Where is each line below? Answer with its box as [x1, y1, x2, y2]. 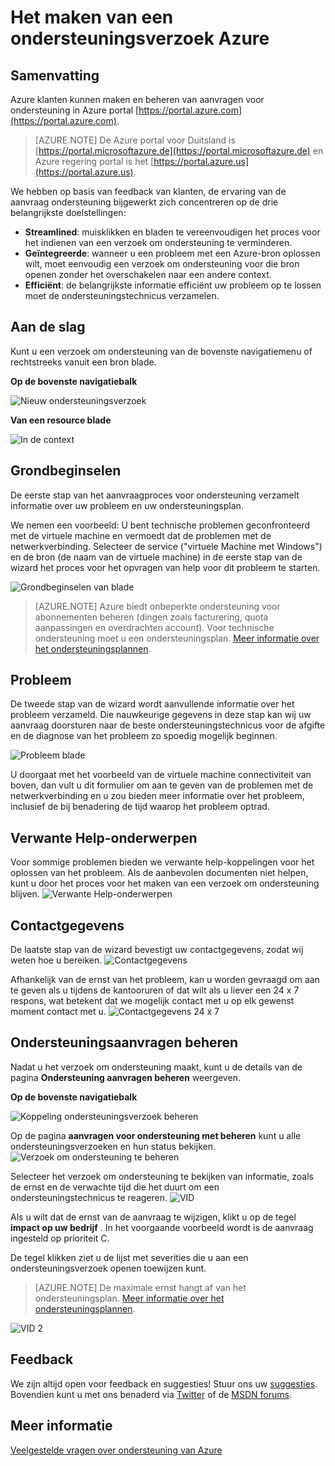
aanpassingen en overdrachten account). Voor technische [34, 621, 275, 633]
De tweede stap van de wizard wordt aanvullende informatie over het [10, 698, 295, 710]
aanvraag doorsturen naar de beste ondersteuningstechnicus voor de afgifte [10, 719, 326, 731]
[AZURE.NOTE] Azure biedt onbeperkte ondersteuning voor [34, 600, 281, 612]
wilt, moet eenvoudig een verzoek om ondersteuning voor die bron [24, 258, 300, 270]
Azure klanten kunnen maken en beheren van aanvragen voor [10, 94, 265, 105]
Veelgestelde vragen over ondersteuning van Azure [10, 1444, 223, 1456]
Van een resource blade [10, 414, 112, 426]
